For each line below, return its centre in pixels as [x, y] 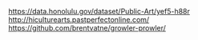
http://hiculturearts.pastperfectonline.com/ [79, 20]
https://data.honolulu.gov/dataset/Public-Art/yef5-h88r [99, 11]
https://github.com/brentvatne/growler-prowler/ [87, 28]
